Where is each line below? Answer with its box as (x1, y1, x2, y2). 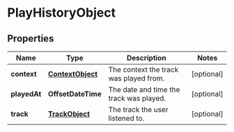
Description (126, 53, 166, 63)
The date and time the (108, 85, 180, 94)
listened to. (108, 113, 145, 123)
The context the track (108, 65, 179, 74)
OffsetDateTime (47, 89, 102, 99)
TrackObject (47, 109, 91, 119)
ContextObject (47, 69, 98, 79)
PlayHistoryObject (7, 5, 116, 21)
